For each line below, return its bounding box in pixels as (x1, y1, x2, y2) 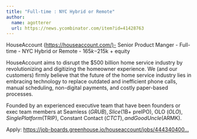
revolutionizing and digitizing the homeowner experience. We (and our (6, 66, 177, 73)
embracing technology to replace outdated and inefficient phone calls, (6, 78, 177, 85)
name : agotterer (11, 20, 51, 25)
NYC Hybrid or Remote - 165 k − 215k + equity (21, 48, 130, 55)
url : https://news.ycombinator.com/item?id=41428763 (11, 25, 144, 31)
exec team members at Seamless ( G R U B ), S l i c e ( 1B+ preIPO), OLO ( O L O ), (6, 108, 183, 115)
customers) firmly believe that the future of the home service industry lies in (6, 72, 192, 79)
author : (6, 14, 25, 20)
